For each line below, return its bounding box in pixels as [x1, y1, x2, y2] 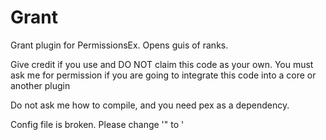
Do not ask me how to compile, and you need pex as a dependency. [10, 99, 290, 111]
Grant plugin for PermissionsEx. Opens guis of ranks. [10, 39, 229, 51]
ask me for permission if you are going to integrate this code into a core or [10, 69, 317, 81]
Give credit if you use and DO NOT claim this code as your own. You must [10, 58, 314, 70]
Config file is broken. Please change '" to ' [10, 118, 185, 130]
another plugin [10, 79, 71, 91]
